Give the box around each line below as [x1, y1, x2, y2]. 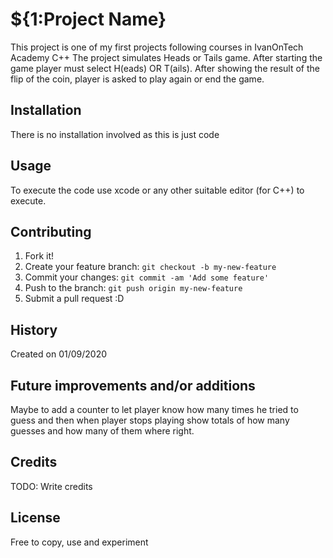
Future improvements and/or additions [10, 377, 256, 394]
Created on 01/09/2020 [10, 348, 108, 360]
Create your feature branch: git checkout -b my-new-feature [24, 261, 277, 273]
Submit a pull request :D [24, 293, 125, 305]
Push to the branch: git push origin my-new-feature [24, 282, 243, 294]
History [10, 321, 58, 338]
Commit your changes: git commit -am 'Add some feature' [24, 271, 270, 283]
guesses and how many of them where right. [10, 425, 195, 437]
